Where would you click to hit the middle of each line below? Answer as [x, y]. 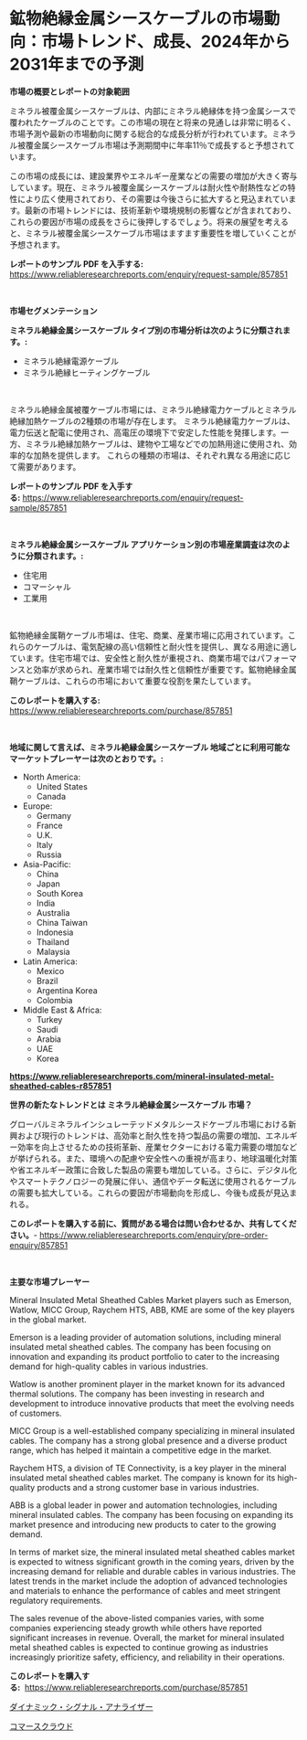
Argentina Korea [67, 990]
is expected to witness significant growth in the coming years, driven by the [152, 1561]
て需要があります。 [45, 466]
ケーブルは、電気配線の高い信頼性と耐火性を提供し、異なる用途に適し [165, 646]
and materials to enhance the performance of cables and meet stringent [145, 1590]
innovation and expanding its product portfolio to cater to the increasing [145, 1356]
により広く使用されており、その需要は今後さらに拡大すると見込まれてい [153, 198]
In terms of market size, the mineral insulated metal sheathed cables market [152, 1552]
